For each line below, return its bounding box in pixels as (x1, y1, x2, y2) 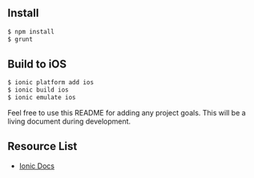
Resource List (7, 140, 78, 153)
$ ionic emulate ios (7, 94, 77, 102)
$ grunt (7, 35, 34, 43)
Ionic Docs (18, 160, 55, 171)
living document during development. (7, 116, 131, 126)
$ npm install (7, 27, 55, 35)
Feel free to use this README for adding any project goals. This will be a (7, 108, 246, 117)
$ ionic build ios (7, 86, 69, 95)
